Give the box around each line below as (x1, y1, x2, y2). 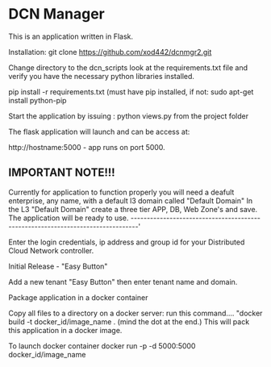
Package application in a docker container (8, 292, 148, 302)
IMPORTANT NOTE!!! (8, 166, 115, 180)
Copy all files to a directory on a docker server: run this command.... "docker (8, 308, 263, 318)
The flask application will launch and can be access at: (8, 127, 190, 136)
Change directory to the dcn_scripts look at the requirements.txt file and (8, 62, 248, 73)
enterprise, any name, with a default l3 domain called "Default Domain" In (8, 195, 252, 206)
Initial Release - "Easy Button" (8, 261, 108, 271)
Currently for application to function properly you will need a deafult (8, 187, 235, 197)
